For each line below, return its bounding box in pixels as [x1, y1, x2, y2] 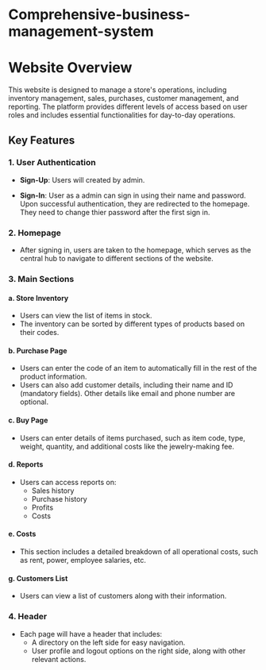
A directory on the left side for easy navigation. [31, 637, 186, 647]
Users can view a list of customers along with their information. [19, 591, 227, 601]
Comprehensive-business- [8, 6, 191, 24]
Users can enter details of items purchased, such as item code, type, [19, 433, 246, 442]
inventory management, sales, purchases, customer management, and [8, 94, 240, 103]
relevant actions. [31, 654, 87, 664]
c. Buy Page [8, 415, 48, 425]
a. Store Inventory [8, 293, 69, 302]
